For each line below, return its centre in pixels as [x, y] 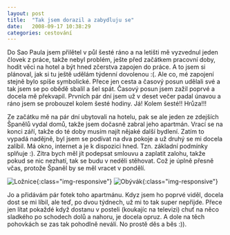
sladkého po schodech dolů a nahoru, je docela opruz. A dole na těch [106, 217]
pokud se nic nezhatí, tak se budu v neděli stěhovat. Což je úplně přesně [111, 161]
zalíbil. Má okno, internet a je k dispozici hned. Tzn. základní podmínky [108, 146]
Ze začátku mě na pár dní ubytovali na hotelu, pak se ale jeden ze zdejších [113, 117]
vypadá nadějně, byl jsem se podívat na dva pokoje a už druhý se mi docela [115, 139]
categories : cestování [40, 33]
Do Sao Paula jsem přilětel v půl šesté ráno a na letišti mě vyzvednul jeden [113, 52]
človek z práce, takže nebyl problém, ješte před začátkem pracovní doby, [112, 60]
